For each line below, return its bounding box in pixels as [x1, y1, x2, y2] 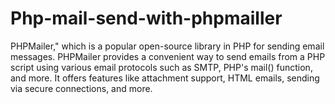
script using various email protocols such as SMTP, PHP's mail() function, [10, 61, 313, 73]
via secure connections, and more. [10, 82, 153, 94]
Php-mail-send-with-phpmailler [10, 7, 283, 30]
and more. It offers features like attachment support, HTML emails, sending [10, 72, 320, 84]
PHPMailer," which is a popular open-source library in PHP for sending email [10, 40, 325, 52]
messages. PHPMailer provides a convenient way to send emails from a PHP [10, 50, 326, 62]
